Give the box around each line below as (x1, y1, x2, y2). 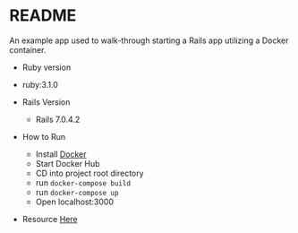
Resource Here (21, 213, 78, 224)
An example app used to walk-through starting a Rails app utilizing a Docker (9, 35, 289, 46)
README (9, 5, 77, 26)
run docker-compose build (35, 177, 132, 188)
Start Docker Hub (35, 158, 100, 168)
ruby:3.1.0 (21, 79, 58, 90)
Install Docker (35, 149, 87, 160)
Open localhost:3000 (35, 196, 115, 207)
